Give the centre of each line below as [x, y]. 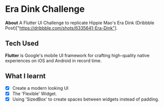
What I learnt [25, 76]
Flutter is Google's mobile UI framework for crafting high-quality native [77, 55]
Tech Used [22, 44]
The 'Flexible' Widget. [35, 93]
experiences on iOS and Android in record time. [54, 61]
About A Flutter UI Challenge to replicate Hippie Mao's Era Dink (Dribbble [80, 23]
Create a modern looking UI [40, 88]
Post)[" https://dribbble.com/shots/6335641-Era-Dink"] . [61, 28]
